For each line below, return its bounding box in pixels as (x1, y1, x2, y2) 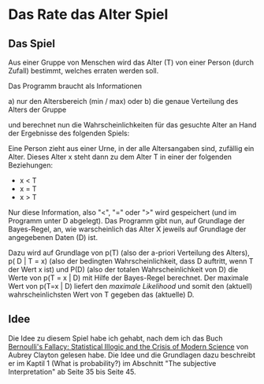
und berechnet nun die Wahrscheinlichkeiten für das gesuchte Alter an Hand (8, 120, 257, 129)
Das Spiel (8, 37, 55, 50)
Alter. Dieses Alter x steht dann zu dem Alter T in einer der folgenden (8, 152, 232, 161)
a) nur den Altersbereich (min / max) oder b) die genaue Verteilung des (8, 97, 239, 105)
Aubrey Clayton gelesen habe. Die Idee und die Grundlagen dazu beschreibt (8, 350, 256, 360)
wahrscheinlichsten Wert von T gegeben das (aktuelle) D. (8, 290, 195, 299)
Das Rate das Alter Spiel (8, 6, 169, 24)
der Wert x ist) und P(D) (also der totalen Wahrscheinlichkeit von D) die (8, 265, 239, 274)
